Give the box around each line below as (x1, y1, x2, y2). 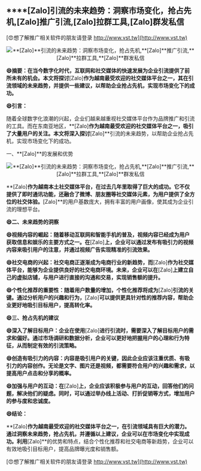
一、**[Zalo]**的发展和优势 (6, 150, 74, 157)
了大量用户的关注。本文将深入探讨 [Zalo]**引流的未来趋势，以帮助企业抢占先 (6, 129, 194, 137)
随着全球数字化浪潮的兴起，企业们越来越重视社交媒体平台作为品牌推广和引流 (6, 114, 195, 122)
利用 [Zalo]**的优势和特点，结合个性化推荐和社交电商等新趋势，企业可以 (16, 437, 194, 445)
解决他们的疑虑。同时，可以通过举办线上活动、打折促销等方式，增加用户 (16, 390, 195, 397)
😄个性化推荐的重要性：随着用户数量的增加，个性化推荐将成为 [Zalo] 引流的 (6, 286, 189, 294)
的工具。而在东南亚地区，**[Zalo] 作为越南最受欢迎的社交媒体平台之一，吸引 (6, 122, 194, 129)
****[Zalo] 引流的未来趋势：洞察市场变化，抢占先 (6, 5, 192, 16)
